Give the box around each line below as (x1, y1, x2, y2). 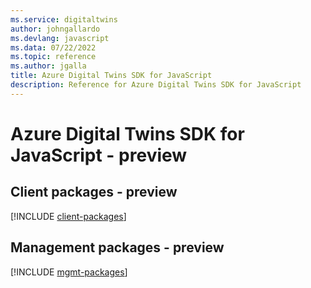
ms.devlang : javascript (10, 33, 110, 43)
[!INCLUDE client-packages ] (10, 210, 127, 222)
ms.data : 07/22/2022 (10, 42, 97, 53)
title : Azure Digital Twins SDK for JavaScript (10, 71, 213, 81)
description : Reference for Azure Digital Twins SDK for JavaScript (10, 80, 302, 90)
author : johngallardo (10, 24, 101, 34)
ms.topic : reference (10, 52, 97, 62)
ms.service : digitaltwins (10, 14, 118, 25)
